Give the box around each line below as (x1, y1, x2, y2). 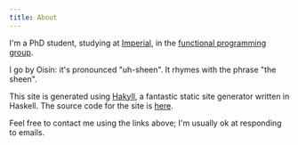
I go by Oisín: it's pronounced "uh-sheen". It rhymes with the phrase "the (9, 64, 277, 75)
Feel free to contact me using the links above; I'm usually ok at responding (9, 117, 282, 128)
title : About (9, 12, 58, 22)
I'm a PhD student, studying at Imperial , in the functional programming (9, 37, 267, 48)
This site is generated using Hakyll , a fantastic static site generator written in (9, 91, 290, 101)
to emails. (9, 126, 45, 138)
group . (9, 46, 34, 58)
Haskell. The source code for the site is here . (9, 100, 173, 111)
